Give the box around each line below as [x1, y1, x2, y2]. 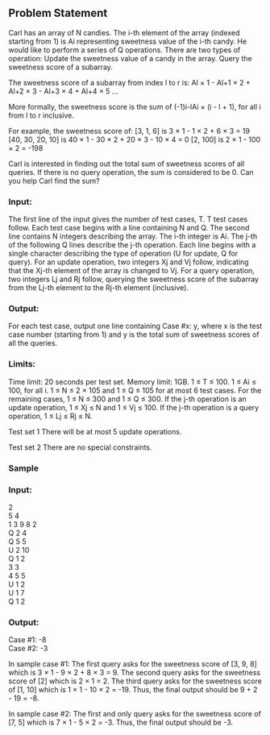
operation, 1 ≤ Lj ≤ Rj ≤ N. [8, 411, 93, 421]
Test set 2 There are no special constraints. [8, 442, 152, 452]
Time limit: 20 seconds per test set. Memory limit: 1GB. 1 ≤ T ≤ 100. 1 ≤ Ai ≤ [8, 376, 256, 386]
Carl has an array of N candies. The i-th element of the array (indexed [8, 27, 240, 37]
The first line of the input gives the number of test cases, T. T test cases [8, 214, 248, 224]
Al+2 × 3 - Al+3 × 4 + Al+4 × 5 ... [8, 86, 118, 96]
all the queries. [8, 338, 58, 348]
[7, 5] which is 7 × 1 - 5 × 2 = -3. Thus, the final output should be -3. [8, 717, 234, 728]
